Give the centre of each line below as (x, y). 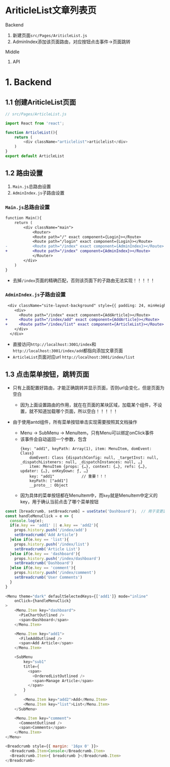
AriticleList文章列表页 (51, 10)
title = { (31, 666)
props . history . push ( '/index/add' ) (51, 530)
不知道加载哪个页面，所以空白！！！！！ (76, 411)
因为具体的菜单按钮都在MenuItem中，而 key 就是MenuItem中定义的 (89, 495)
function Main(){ (24, 218)
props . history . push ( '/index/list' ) (52, 544)
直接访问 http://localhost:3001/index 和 (54, 344)
